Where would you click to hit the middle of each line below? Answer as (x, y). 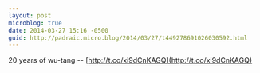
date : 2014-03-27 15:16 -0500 (59, 30)
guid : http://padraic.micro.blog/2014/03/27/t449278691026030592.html (128, 38)
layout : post (30, 15)
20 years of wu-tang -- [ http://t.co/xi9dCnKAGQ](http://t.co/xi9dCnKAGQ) (130, 60)
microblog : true (35, 23)
